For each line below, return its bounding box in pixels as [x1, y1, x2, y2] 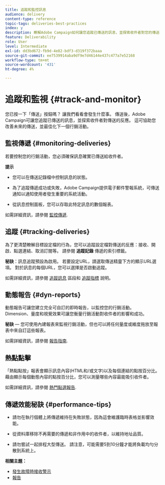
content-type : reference [5, 16, 56, 21]
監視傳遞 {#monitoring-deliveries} [5, 139, 111, 148]
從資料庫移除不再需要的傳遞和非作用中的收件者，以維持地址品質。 [12, 431, 146, 437]
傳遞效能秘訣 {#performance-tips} [5, 400, 111, 409]
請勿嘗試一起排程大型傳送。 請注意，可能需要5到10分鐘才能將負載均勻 [12, 442, 154, 447]
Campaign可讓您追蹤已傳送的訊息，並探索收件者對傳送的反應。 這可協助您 [5, 117, 156, 123]
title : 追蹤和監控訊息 [5, 7, 47, 12]
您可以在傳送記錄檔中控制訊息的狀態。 [12, 174, 90, 180]
